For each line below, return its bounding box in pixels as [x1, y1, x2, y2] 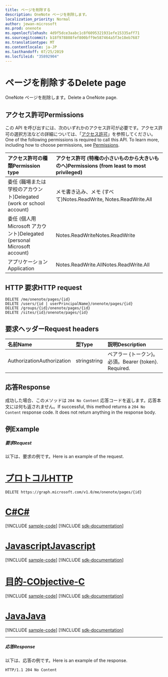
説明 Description [107, 341, 146, 348]
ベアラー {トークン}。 [107, 351, 158, 358]
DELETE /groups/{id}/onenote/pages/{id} [5, 305, 91, 310]
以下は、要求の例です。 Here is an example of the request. [5, 453, 124, 459]
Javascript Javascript [5, 540, 96, 551]
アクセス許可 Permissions [5, 111, 84, 119]
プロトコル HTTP [5, 473, 73, 484]
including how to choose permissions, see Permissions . [5, 142, 120, 148]
